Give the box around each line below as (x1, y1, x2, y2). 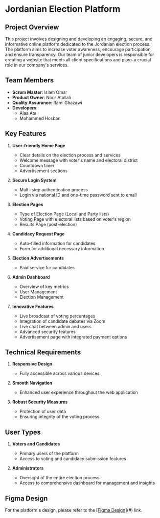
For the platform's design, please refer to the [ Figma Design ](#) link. (5, 507, 143, 513)
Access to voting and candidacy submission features (19, 456, 126, 462)
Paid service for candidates (19, 264, 75, 270)
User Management (19, 288, 57, 295)
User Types (5, 428, 41, 436)
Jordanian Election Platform (5, 3, 121, 15)
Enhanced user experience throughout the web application (19, 389, 138, 395)
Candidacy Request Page (12, 231, 65, 236)
